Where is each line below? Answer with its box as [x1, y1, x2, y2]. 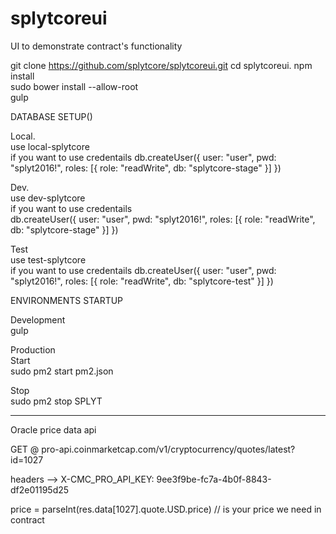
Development [10, 313, 66, 326]
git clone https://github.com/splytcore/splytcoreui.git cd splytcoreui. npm [10, 59, 313, 71]
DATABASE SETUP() [10, 110, 93, 122]
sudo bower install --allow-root [10, 80, 139, 92]
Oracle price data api [10, 423, 97, 436]
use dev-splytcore [10, 192, 86, 204]
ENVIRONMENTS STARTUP [10, 294, 124, 306]
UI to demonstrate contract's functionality [10, 40, 183, 52]
